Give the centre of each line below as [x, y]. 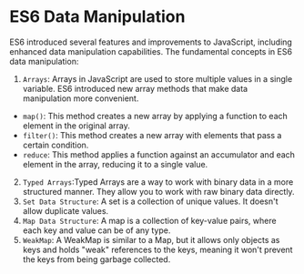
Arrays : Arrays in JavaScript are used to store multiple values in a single [157, 78]
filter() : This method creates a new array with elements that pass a [152, 135]
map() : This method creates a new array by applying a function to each [155, 116]
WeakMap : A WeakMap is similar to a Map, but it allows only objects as [151, 239]
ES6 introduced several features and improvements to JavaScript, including [151, 42]
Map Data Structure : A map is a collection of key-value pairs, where [149, 220]
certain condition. [56, 145]
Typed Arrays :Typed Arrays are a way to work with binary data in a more [158, 182]
